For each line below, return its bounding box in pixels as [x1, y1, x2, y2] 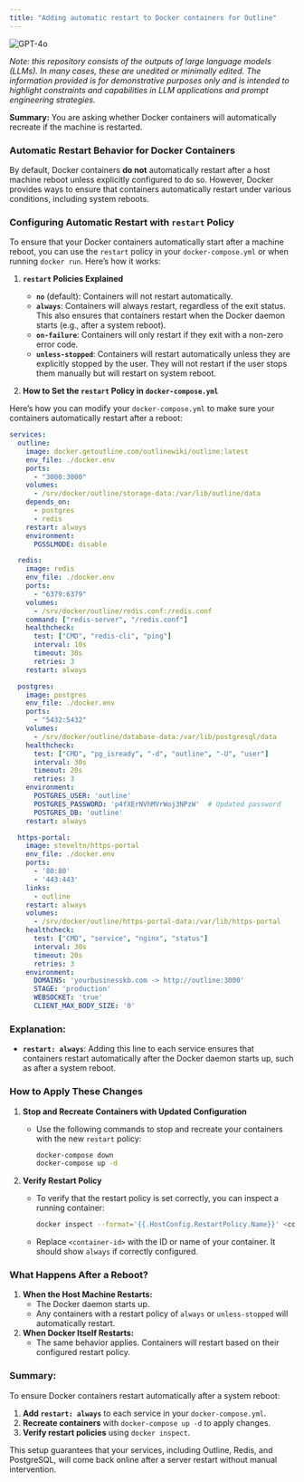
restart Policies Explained [22, 274, 124, 284]
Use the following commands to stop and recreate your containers [35, 1123, 283, 1134]
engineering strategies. [9, 94, 96, 105]
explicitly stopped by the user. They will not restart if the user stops [35, 359, 288, 370]
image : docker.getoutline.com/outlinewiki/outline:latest [25, 447, 249, 456]
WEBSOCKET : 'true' [33, 993, 103, 1002]
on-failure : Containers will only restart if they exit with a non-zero [35, 330, 283, 341]
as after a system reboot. [22, 1063, 116, 1073]
